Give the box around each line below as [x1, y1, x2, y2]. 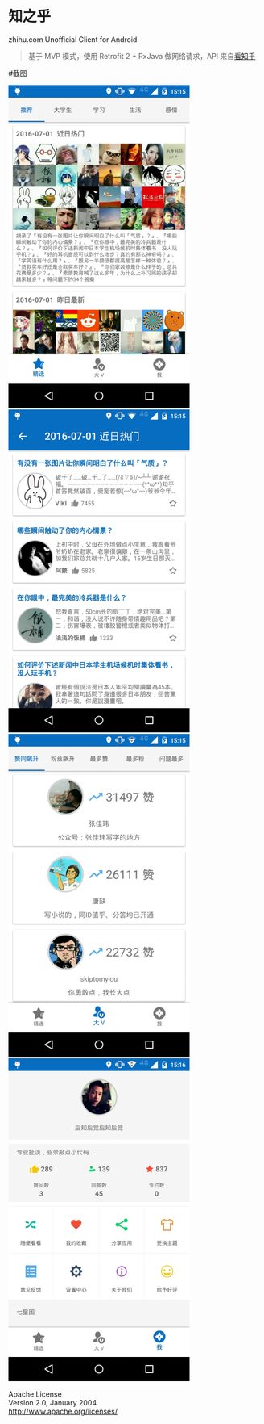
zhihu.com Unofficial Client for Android [8, 34, 138, 44]
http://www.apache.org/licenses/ [8, 1406, 118, 1416]
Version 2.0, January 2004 [8, 1397, 97, 1407]
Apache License [8, 1389, 62, 1399]
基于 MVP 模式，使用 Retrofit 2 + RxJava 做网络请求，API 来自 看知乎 [27, 51, 256, 61]
